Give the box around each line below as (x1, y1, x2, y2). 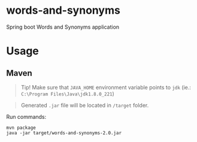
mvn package (6, 125, 36, 131)
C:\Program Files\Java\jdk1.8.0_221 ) (20, 90, 115, 97)
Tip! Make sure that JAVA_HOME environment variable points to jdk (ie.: (20, 84, 192, 91)
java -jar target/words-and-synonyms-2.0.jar (6, 129, 122, 136)
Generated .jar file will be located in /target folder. (20, 101, 149, 109)
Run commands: (6, 113, 47, 120)
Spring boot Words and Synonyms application (6, 23, 120, 30)
